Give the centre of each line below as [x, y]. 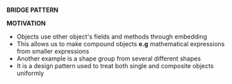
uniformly [30, 73]
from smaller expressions [53, 51]
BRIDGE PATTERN [32, 10]
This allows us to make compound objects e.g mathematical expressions [121, 44]
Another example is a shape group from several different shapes [109, 59]
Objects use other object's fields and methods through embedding [112, 36]
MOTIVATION [26, 23]
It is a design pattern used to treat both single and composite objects [115, 66]
